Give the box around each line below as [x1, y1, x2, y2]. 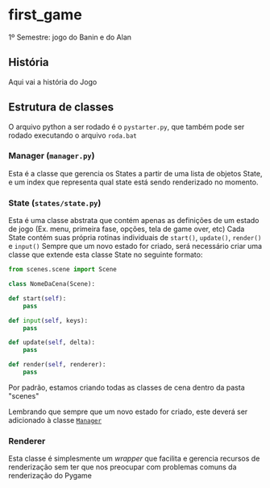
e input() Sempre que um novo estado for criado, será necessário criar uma [8, 242, 263, 251]
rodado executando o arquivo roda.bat [8, 130, 137, 140]
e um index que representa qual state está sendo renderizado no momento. [8, 177, 259, 187]
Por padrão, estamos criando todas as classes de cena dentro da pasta [8, 383, 245, 392]
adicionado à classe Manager [8, 415, 102, 424]
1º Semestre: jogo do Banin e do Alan [8, 32, 131, 42]
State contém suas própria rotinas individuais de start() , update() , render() [8, 233, 262, 242]
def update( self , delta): [8, 338, 95, 347]
